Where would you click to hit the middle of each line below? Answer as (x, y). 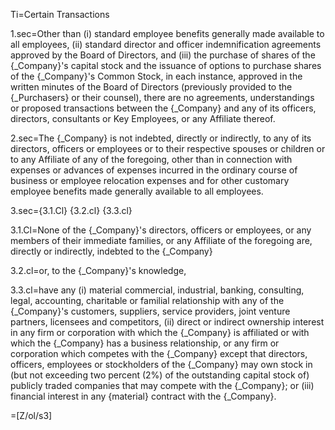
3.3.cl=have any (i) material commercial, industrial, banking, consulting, (157, 290)
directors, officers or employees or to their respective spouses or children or (168, 148)
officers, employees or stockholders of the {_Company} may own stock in (161, 364)
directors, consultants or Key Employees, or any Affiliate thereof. (143, 118)
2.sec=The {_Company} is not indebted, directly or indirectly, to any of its (161, 138)
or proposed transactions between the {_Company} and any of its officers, (163, 108)
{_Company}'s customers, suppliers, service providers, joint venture (150, 311)
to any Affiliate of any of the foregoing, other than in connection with (151, 159)
